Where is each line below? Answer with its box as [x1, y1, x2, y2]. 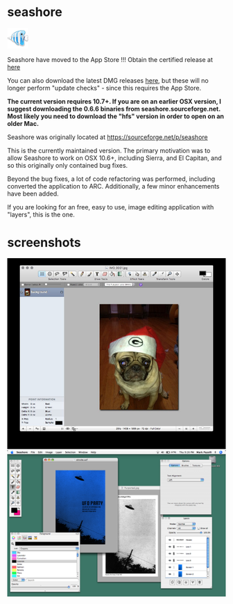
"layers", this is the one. [7, 210, 75, 218]
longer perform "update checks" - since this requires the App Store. [7, 84, 202, 92]
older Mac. [7, 119, 40, 127]
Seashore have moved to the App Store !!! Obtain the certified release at [7, 55, 213, 63]
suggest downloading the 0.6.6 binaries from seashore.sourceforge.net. [7, 104, 221, 113]
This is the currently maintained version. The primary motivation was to [7, 146, 211, 154]
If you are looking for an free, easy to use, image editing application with [7, 202, 214, 211]
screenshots [7, 235, 81, 251]
